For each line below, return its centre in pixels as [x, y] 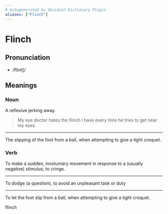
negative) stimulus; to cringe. [35, 169]
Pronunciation [28, 58]
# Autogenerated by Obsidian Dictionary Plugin [56, 10]
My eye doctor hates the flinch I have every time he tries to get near [87, 120]
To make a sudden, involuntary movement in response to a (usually [74, 163]
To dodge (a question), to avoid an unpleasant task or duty [65, 183]
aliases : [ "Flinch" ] [27, 14]
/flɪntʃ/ [19, 69]
